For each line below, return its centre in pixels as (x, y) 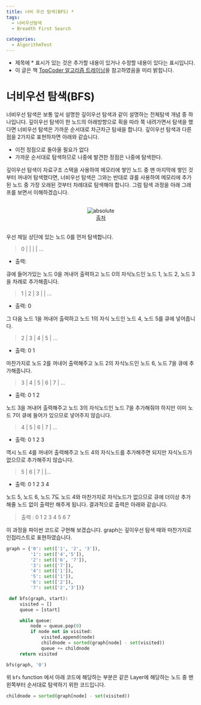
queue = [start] (40, 610)
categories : (21, 40)
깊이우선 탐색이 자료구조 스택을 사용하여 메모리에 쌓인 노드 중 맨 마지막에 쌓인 (97, 170)
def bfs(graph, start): (38, 598)
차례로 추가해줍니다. (36, 281)
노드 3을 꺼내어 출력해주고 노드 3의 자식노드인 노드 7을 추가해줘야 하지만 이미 (97, 408)
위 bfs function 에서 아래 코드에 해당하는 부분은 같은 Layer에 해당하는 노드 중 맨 (100, 677)
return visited (39, 654)
